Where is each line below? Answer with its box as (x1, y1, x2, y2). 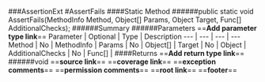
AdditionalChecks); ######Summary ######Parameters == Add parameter (8, 24, 257, 32)
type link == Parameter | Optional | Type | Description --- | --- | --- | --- (8, 32, 241, 41)
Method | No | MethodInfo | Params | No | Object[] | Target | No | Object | (8, 40, 247, 50)
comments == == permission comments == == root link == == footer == (8, 65, 237, 74)
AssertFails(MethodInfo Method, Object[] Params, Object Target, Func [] (8, 15, 242, 24)
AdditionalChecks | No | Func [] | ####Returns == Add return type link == (8, 49, 245, 58)
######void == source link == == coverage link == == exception (8, 57, 216, 66)
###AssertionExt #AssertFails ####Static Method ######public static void (8, 7, 255, 16)
